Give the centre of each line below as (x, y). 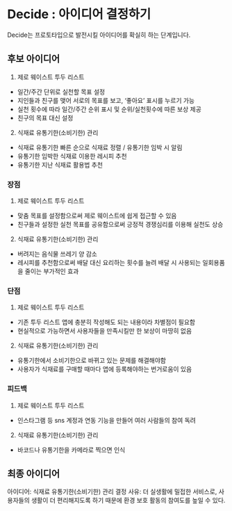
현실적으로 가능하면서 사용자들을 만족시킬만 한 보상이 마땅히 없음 (105, 331)
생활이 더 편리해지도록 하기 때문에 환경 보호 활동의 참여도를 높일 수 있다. (128, 501)
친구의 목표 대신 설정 (45, 117)
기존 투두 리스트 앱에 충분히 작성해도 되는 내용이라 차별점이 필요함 (106, 322)
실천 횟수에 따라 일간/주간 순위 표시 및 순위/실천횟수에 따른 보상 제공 (109, 109)
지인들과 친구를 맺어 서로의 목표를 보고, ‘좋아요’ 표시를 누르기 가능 (106, 100)
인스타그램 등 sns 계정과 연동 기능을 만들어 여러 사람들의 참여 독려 (106, 420)
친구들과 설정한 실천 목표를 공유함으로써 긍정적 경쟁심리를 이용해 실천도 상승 (120, 225)
